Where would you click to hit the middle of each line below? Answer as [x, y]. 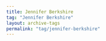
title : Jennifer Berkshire [40, 12]
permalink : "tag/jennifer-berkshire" [53, 29]
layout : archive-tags [33, 23]
